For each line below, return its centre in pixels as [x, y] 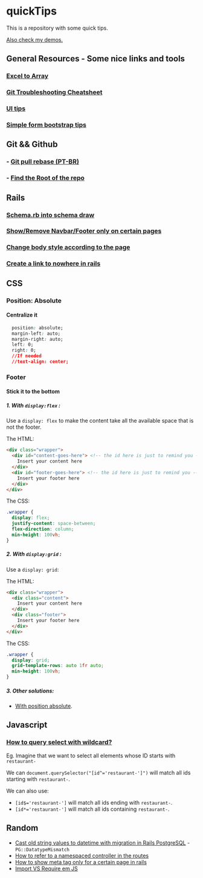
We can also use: [28, 791]
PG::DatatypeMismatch [42, 850]
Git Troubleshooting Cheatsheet [54, 92]
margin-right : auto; [37, 339]
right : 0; [24, 350]
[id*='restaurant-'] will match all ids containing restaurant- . [92, 809]
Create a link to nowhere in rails [53, 264]
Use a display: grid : [33, 569]
